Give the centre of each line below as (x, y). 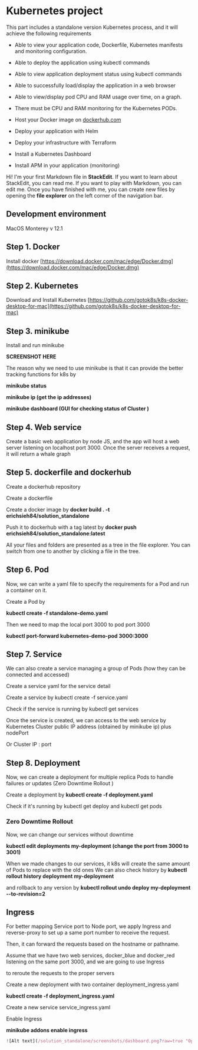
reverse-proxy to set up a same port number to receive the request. (88, 933)
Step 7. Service (34, 655)
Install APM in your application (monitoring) (67, 165)
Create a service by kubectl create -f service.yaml (67, 697)
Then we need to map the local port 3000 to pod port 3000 (78, 624)
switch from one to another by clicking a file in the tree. (73, 551)
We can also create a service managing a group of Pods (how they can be (96, 669)
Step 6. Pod (27, 570)
